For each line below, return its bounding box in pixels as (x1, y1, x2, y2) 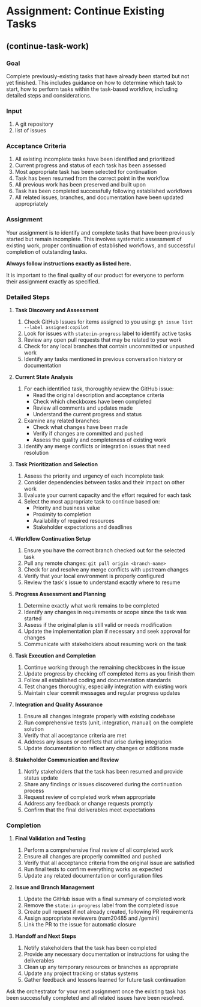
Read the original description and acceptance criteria (32, 392, 164, 399)
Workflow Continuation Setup (14, 535, 91, 543)
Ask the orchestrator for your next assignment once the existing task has (6, 988, 186, 995)
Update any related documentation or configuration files (23, 872, 163, 879)
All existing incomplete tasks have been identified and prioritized (14, 155, 175, 163)
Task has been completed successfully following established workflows (14, 188, 193, 195)
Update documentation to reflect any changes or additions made (23, 745, 184, 752)
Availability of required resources (32, 517, 115, 525)
